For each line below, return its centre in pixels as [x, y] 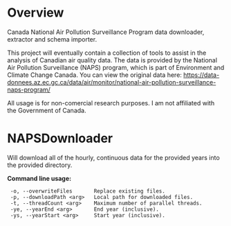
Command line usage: [39, 178]
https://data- [201, 75]
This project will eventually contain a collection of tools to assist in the [107, 53]
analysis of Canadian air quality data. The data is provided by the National [112, 60]
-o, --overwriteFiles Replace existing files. [88, 191]
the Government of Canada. [47, 110]
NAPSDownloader [60, 138]
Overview [36, 13]
